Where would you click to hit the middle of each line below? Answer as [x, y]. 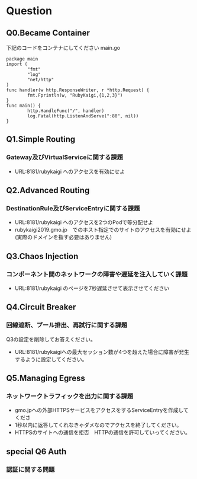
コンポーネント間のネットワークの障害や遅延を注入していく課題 [97, 274]
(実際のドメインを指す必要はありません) [63, 237]
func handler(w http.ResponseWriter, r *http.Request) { [78, 90]
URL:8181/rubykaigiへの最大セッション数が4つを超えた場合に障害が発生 [102, 352]
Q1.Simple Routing [41, 140]
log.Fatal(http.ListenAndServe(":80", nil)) [83, 116]
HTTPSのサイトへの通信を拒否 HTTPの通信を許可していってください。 [103, 432]
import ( [17, 64]
